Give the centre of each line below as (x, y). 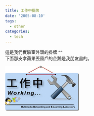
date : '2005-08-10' (25, 16)
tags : (11, 21)
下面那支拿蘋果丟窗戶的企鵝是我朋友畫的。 (48, 58)
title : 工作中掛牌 (22, 10)
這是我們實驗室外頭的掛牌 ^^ (34, 52)
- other (18, 26)
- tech (16, 37)
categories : (17, 32)
